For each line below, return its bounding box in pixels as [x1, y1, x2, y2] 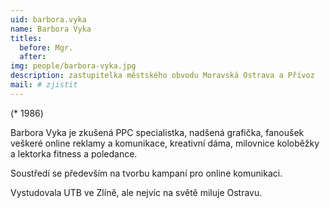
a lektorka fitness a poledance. [10, 147, 138, 160]
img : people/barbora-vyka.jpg [10, 61, 137, 71]
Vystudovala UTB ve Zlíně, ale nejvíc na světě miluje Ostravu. [10, 186, 263, 198]
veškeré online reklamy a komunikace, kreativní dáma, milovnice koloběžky [10, 137, 320, 149]
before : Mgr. [19, 42, 74, 53]
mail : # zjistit [10, 80, 78, 90]
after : [19, 52, 47, 62]
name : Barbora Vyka [10, 24, 92, 34]
